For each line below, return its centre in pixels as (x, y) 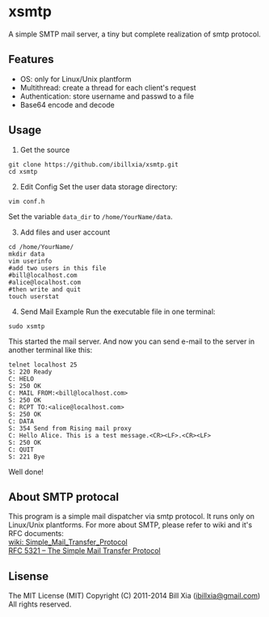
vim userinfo (30, 261)
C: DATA (21, 421)
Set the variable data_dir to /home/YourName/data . (91, 216)
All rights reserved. (40, 604)
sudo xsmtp (27, 326)
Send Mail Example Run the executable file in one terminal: (118, 311)
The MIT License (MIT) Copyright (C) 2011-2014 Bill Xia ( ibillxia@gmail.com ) (134, 596)
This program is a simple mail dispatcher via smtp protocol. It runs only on (132, 517)
